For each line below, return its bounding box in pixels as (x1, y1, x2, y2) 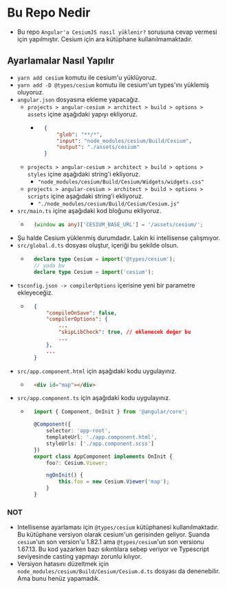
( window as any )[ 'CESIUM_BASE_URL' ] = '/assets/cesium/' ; (33, 221, 204, 228)
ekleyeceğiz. (17, 288, 54, 297)
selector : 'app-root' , (45, 428, 111, 435)
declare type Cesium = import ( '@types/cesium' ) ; (33, 256, 176, 263)
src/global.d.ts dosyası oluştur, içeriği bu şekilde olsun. (17, 241, 179, 249)
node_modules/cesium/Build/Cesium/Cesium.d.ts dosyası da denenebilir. (17, 567, 220, 575)
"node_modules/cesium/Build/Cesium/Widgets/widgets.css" (37, 179, 204, 186)
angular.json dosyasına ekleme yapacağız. (17, 95, 140, 103)
